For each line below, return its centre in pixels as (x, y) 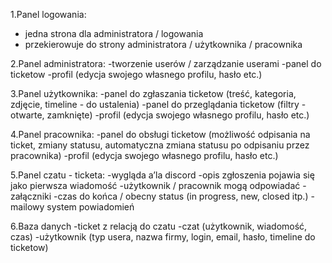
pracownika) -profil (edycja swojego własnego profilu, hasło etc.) (144, 155)
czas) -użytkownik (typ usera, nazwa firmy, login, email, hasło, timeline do (163, 237)
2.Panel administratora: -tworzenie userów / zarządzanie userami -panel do (166, 63)
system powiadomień (90, 207)
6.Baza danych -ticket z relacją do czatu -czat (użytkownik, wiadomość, (159, 226)
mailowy (27, 207)
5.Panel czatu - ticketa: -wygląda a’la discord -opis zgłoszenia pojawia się (162, 175)
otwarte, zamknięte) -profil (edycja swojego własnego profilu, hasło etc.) (160, 115)
